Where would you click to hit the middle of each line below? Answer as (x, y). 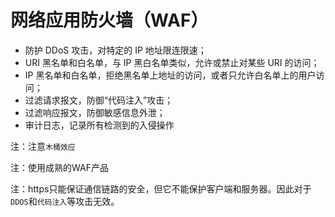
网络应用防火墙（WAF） (109, 20)
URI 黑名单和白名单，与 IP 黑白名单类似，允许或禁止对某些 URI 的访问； (172, 62)
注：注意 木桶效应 (43, 146)
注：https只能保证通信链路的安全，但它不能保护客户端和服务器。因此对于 (161, 188)
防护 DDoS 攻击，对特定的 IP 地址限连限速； (115, 50)
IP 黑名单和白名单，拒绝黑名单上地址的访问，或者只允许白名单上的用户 (170, 75)
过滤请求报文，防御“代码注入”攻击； (99, 100)
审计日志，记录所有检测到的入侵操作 (99, 125)
